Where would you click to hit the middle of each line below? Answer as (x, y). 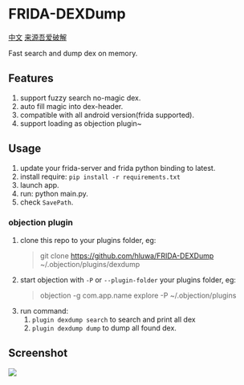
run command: (44, 310)
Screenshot (38, 353)
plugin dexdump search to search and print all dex (114, 319)
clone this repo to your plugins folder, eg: (88, 240)
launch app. (39, 184)
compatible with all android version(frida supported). (107, 115)
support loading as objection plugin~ (81, 123)
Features (31, 78)
